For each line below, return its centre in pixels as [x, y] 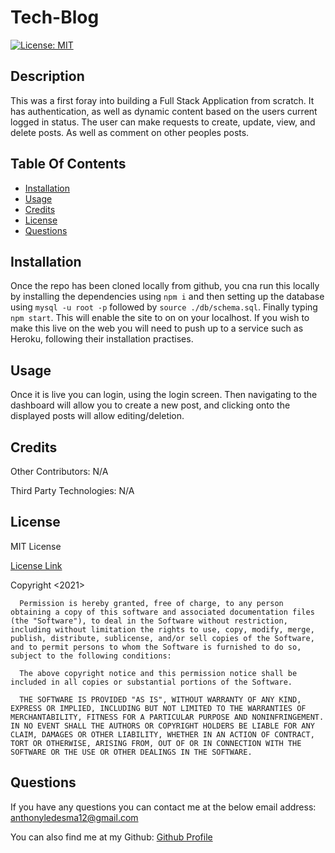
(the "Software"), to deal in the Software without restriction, [149, 621]
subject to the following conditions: [91, 656]
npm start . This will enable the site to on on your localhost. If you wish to [160, 318]
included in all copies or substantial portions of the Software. [151, 682]
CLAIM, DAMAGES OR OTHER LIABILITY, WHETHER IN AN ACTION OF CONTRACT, [162, 734]
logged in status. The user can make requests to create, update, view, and [163, 122]
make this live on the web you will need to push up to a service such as [157, 328]
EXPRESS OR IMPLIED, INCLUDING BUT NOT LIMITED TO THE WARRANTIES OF [158, 708]
